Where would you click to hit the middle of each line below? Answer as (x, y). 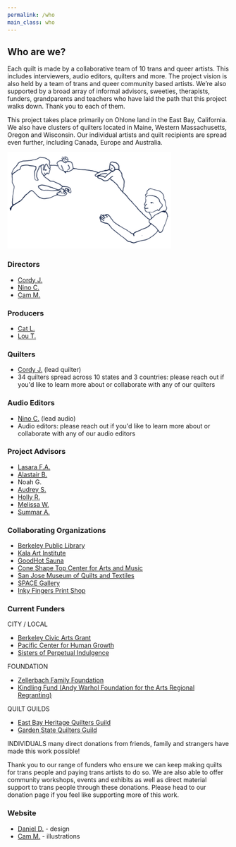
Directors (24, 265)
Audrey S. (32, 489)
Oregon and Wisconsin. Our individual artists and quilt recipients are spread (117, 135)
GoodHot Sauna (41, 560)
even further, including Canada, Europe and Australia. (85, 143)
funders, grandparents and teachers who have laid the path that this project (117, 99)
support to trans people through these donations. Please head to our (107, 788)
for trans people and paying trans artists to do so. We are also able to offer (116, 772)
